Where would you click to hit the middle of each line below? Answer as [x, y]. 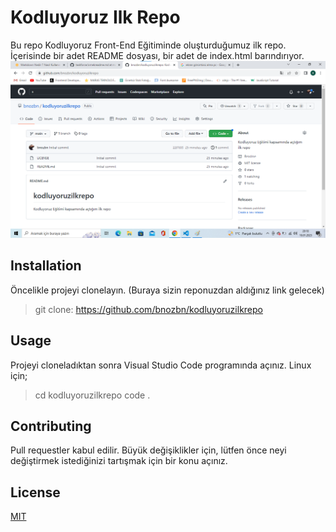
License [35, 492]
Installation [46, 266]
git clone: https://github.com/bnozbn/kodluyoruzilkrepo [148, 309]
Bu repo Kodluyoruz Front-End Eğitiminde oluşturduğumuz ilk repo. [148, 45]
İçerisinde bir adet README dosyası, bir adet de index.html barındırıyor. [157, 55]
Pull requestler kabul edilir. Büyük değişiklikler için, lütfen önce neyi [148, 450]
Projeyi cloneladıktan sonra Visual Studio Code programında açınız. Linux [161, 365]
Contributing [51, 426]
